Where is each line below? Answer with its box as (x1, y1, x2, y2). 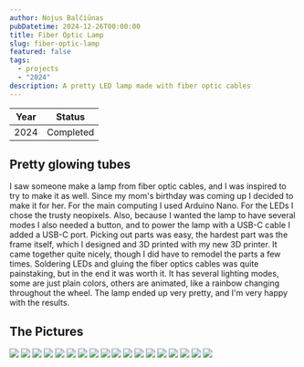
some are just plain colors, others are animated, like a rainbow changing (9, 278, 280, 288)
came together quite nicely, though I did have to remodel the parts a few (9, 248, 281, 260)
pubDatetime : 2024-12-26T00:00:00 (9, 22, 142, 31)
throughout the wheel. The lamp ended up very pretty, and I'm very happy (9, 288, 288, 299)
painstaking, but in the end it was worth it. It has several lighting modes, (9, 268, 279, 279)
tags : (9, 56, 30, 65)
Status (56, 110, 85, 123)
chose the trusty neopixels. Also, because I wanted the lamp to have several (9, 210, 296, 221)
